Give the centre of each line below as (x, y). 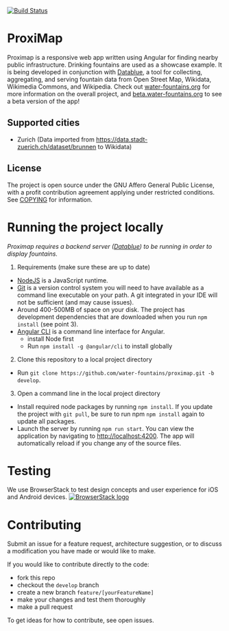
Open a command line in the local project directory (89, 393)
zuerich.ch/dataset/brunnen (57, 146)
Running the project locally (85, 227)
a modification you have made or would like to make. (82, 551)
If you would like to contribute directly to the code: (78, 564)
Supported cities (44, 123)
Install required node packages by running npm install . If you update (115, 406)
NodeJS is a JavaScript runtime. (62, 280)
